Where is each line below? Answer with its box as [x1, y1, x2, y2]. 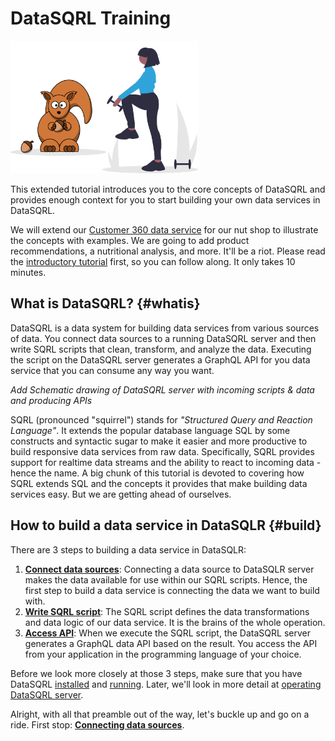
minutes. [10, 267, 47, 279]
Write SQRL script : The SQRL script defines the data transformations [24, 605, 310, 617]
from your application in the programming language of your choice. [24, 648, 302, 660]
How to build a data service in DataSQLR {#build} [10, 517, 322, 534]
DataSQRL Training [10, 7, 172, 30]
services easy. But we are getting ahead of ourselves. [10, 488, 232, 500]
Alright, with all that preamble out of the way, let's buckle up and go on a [10, 708, 310, 720]
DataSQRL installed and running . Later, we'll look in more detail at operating [10, 678, 322, 690]
